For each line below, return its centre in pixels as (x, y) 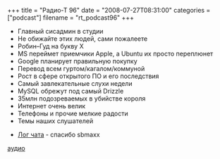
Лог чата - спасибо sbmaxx (59, 134)
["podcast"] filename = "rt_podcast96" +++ (71, 18)
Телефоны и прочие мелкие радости (73, 113)
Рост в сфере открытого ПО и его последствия (88, 76)
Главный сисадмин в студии (60, 31)
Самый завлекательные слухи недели (75, 83)
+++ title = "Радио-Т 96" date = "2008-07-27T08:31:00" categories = (109, 10)
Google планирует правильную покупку (77, 61)
